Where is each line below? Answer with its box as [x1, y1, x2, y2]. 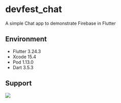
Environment [5, 35, 47, 43]
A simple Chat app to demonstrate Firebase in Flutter [5, 20, 116, 26]
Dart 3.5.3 [12, 64, 34, 70]
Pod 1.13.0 [12, 59, 34, 65]
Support [5, 79, 32, 88]
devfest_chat [5, 4, 62, 15]
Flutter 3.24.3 [12, 48, 41, 54]
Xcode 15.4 [12, 54, 37, 60]
